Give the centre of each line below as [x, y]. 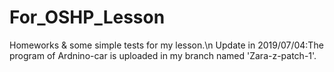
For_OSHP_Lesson [87, 17]
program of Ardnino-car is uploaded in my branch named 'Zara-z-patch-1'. [163, 55]
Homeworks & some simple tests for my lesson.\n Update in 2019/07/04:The [166, 45]
